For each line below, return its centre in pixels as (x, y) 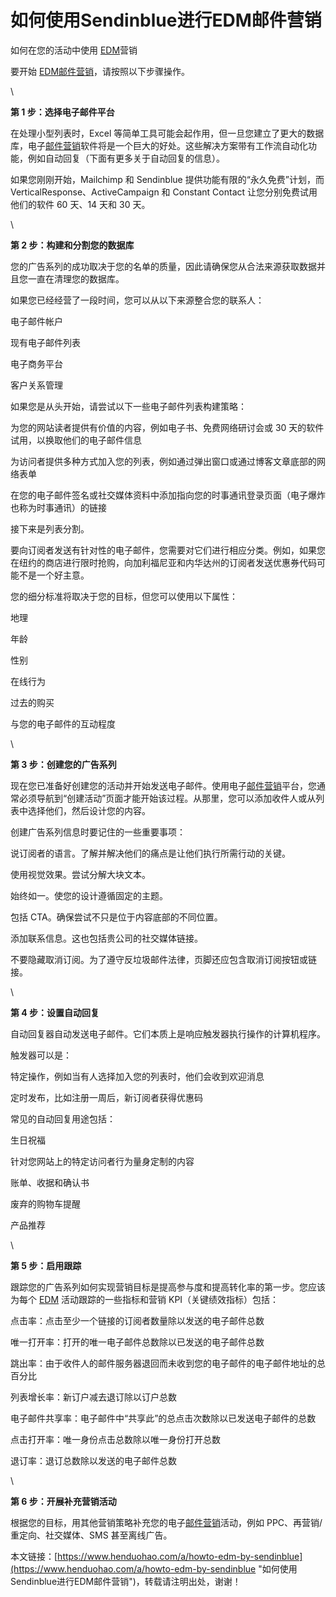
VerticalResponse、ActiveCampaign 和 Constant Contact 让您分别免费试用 (164, 192)
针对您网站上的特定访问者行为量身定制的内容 (102, 1161)
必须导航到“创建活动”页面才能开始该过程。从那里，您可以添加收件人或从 (167, 798)
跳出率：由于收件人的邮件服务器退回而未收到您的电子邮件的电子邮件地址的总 (168, 1363)
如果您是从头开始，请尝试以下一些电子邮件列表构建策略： (128, 406)
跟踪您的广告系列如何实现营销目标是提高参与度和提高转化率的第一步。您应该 (168, 1287)
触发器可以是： (41, 1055)
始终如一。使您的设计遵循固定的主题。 (89, 895)
